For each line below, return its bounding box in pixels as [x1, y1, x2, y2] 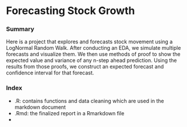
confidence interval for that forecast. [6, 69, 94, 77]
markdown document [14, 104, 66, 111]
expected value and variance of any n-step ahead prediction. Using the [6, 57, 177, 64]
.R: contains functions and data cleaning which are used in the [14, 97, 164, 104]
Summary [6, 25, 35, 33]
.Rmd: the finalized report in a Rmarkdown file [14, 109, 125, 116]
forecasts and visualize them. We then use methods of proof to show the [6, 51, 181, 58]
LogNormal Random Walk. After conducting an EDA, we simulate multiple [6, 44, 181, 52]
